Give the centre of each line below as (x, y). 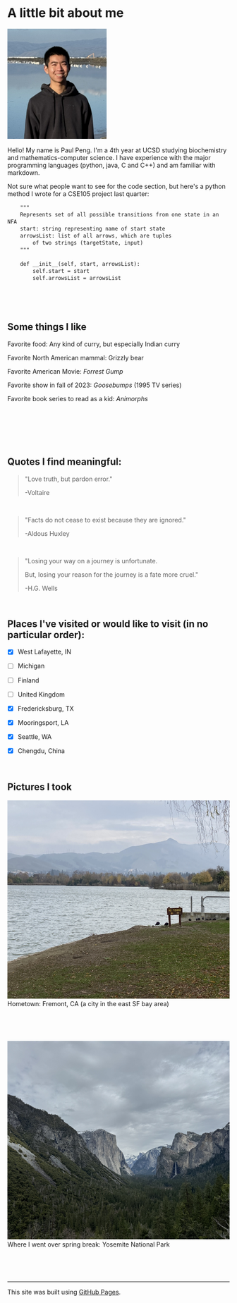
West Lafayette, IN (44, 652)
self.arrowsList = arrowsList (77, 278)
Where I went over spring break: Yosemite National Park (89, 1244)
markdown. (24, 172)
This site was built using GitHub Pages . (64, 1292)
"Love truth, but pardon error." (68, 479)
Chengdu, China (41, 751)
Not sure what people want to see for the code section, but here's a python (116, 186)
